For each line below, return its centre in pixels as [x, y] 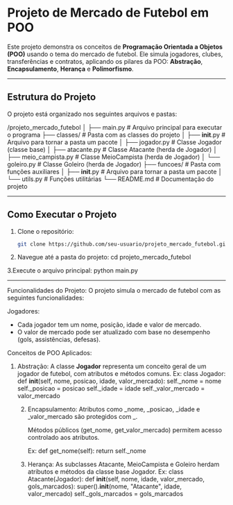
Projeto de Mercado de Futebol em [108, 13]
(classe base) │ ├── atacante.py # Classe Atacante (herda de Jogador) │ [112, 149]
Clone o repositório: [45, 231]
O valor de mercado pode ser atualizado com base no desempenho [113, 332]
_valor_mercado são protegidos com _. [83, 417]
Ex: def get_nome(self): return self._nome [87, 451]
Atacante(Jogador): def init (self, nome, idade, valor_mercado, [116, 479]
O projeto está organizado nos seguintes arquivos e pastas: [92, 114]
